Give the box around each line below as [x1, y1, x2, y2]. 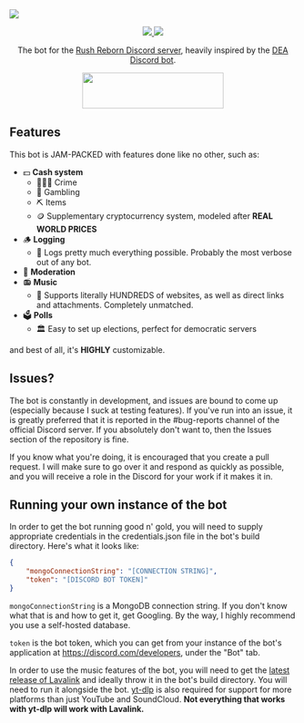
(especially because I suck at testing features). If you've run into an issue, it [9, 405, 293, 416]
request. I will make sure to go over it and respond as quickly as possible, [9, 460, 285, 472]
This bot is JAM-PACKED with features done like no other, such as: [9, 149, 259, 160]
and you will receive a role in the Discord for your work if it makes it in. [9, 470, 273, 481]
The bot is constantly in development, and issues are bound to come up [9, 395, 279, 406]
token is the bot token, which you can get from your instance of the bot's [9, 637, 282, 648]
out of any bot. [35, 256, 92, 267]
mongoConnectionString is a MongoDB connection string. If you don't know [9, 600, 289, 611]
